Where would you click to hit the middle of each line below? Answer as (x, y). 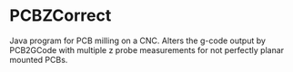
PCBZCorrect (61, 16)
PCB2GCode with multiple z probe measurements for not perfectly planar (147, 49)
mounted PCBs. (39, 59)
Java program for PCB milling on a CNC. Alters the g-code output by (138, 40)
